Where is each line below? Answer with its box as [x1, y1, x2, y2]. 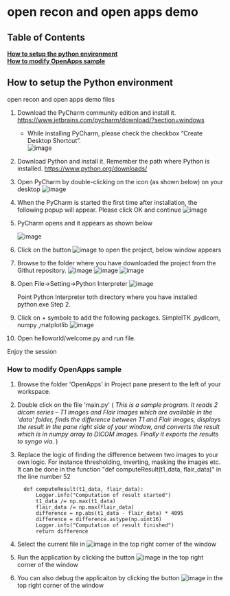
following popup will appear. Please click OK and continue [16, 206, 182, 214]
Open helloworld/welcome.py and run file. [16, 334, 136, 342]
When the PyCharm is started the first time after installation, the [16, 198, 198, 206]
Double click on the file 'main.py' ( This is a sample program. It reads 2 [16, 401, 218, 409]
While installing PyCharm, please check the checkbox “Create [27, 129, 203, 137]
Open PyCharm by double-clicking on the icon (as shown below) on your [16, 177, 224, 186]
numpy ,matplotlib [16, 320, 69, 329]
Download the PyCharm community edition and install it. [16, 108, 176, 117]
